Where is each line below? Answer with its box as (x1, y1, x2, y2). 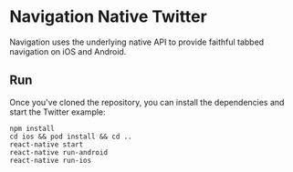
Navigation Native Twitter (9, 6, 207, 27)
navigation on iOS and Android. (9, 46, 127, 56)
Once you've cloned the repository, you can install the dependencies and (9, 96, 285, 107)
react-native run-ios (9, 156, 92, 165)
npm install (9, 124, 55, 133)
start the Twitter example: (9, 106, 107, 117)
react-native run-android (9, 147, 108, 157)
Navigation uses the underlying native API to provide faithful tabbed (9, 36, 265, 47)
